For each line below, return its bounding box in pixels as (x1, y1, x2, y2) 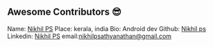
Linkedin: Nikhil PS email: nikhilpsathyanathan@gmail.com (7, 32, 172, 40)
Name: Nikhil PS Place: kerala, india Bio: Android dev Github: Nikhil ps (7, 24, 207, 32)
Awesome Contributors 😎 (7, 6, 121, 18)
